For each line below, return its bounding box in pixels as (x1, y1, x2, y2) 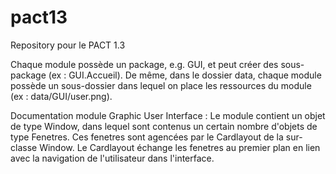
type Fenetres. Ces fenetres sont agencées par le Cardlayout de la (10, 131, 284, 143)
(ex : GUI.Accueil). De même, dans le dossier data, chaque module (48, 69, 322, 81)
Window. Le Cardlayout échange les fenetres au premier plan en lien (39, 141, 321, 153)
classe (10, 141, 38, 153)
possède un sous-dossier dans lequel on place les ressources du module (10, 79, 312, 91)
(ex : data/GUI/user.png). (10, 90, 113, 102)
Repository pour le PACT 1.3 (10, 39, 126, 51)
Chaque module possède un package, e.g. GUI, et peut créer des (10, 58, 279, 70)
